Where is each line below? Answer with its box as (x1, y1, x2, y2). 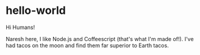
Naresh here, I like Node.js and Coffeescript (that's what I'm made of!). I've (5, 35, 194, 42)
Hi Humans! (5, 24, 35, 31)
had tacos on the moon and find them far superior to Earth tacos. (5, 42, 169, 49)
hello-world (5, 4, 66, 18)
